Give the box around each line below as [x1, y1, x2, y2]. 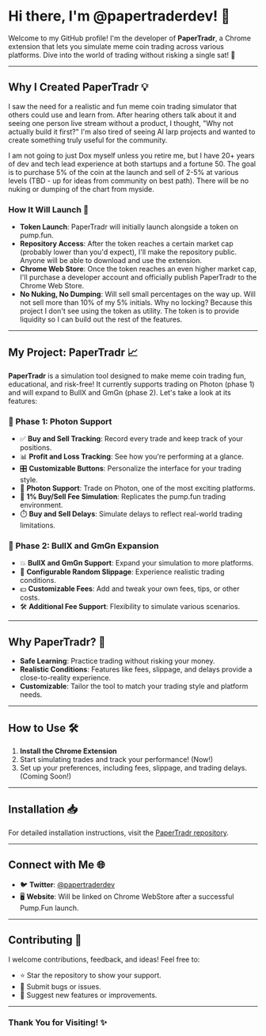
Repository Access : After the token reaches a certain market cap [19, 239, 234, 249]
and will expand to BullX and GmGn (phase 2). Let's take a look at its [8, 387, 231, 397]
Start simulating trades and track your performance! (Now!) [19, 755, 214, 764]
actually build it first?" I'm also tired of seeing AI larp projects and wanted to [8, 127, 256, 136]
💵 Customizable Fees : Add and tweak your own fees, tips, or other [19, 584, 240, 593]
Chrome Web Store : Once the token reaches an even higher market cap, [19, 265, 257, 274]
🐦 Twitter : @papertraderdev [19, 879, 116, 889]
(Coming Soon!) [19, 771, 72, 781]
